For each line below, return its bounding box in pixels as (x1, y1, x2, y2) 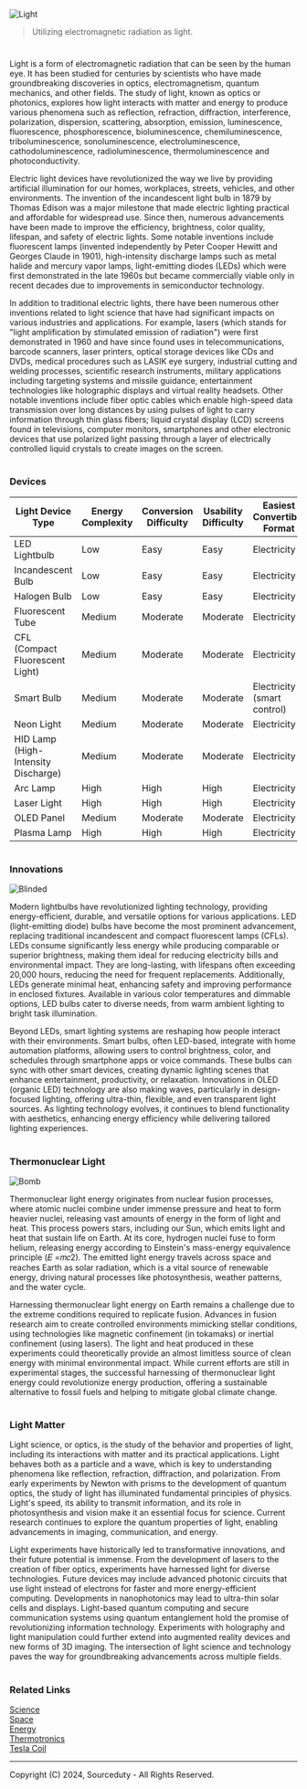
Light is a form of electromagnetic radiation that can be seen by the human (9, 58, 291, 69)
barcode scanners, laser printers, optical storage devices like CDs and (9, 346, 274, 357)
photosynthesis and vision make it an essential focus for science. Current (9, 1508, 286, 1519)
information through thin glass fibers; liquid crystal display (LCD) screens (9, 414, 285, 425)
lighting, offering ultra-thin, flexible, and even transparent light (42, 1094, 277, 1105)
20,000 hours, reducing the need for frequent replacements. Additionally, (9, 969, 286, 980)
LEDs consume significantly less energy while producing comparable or (9, 940, 281, 951)
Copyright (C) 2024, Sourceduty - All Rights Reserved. (9, 1769, 215, 1780)
